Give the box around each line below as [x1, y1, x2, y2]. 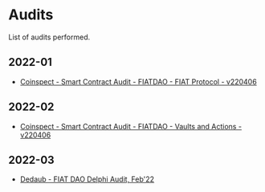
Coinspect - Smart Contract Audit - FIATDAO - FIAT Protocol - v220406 [19, 76, 257, 86]
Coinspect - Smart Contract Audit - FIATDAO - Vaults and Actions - [19, 121, 243, 131]
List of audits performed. [8, 32, 91, 42]
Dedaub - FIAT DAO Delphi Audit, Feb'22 [19, 174, 155, 184]
